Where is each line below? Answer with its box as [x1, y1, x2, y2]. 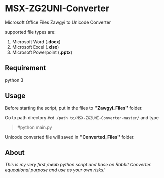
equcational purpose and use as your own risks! [5, 167, 105, 173]
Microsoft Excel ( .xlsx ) [12, 44, 59, 50]
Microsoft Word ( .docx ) [12, 38, 61, 45]
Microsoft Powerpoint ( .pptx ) [12, 49, 73, 55]
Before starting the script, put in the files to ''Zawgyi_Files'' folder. [5, 105, 143, 111]
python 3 [5, 77, 24, 83]
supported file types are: [5, 29, 56, 35]
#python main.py [17, 124, 52, 130]
